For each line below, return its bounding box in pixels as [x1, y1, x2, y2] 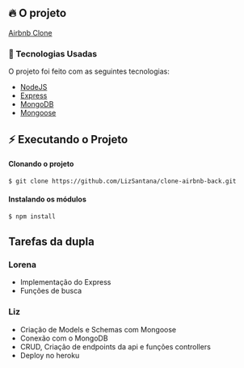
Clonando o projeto [8, 159, 74, 169]
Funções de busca [19, 286, 82, 296]
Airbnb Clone [8, 27, 53, 37]
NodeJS [19, 82, 48, 92]
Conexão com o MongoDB [19, 333, 108, 343]
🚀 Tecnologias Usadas [8, 48, 98, 59]
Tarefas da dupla [8, 235, 95, 249]
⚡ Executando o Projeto [8, 133, 128, 146]
